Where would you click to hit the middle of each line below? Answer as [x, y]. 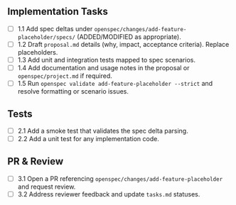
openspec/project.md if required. [65, 76]
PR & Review [36, 161]
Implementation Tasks [58, 12]
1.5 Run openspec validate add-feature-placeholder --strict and [115, 84]
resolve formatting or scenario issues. [73, 92]
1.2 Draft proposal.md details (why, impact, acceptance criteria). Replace [123, 44]
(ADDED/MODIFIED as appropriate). [129, 37]
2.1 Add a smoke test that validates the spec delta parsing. [103, 131]
